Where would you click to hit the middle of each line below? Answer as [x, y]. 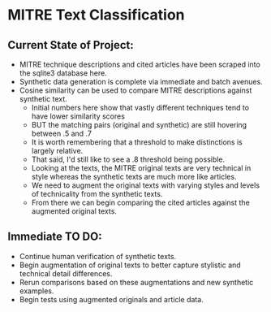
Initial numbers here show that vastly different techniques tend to [140, 108]
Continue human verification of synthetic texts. [97, 256]
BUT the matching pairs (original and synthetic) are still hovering [139, 125]
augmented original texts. [74, 211]
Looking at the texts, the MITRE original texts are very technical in [141, 168]
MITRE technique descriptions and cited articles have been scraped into [140, 64]
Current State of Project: [71, 45]
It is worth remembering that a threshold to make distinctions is [137, 142]
